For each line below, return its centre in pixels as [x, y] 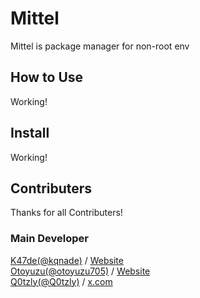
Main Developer [49, 239]
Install [30, 133]
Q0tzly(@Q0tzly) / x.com [61, 281]
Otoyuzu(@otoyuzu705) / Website [80, 271]
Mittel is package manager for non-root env [100, 46]
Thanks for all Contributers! [66, 213]
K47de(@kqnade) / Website [67, 260]
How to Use [47, 77]
